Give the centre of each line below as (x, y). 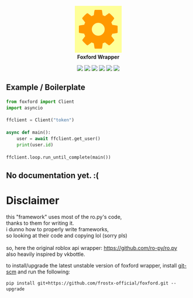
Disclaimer (33, 201)
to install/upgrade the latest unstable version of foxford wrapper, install (92, 265)
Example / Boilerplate (46, 88)
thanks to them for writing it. (40, 223)
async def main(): (28, 133)
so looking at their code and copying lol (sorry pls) (67, 235)
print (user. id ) (35, 145)
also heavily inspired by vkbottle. (46, 254)
